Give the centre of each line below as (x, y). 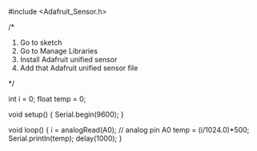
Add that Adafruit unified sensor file (79, 68)
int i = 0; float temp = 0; (47, 99)
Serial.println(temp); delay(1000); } (65, 138)
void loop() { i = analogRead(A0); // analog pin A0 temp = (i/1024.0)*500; (129, 130)
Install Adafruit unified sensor (68, 60)
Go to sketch (41, 42)
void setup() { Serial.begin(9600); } (66, 114)
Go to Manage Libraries (59, 51)
